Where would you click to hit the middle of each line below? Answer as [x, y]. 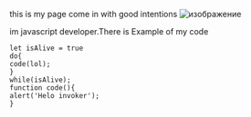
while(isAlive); [40, 80]
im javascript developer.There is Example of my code [109, 31]
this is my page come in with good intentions [94, 14]
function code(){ [42, 88]
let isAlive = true [47, 48]
